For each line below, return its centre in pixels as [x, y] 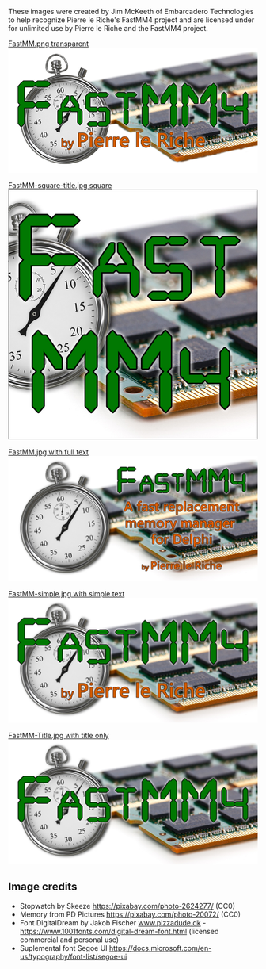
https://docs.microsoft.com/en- [161, 948]
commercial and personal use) [69, 940]
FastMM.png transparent [49, 44]
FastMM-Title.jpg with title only [59, 735]
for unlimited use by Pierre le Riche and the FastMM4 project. [108, 28]
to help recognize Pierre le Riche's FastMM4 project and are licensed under [131, 20]
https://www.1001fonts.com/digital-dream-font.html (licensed [119, 931]
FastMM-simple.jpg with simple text [66, 594]
